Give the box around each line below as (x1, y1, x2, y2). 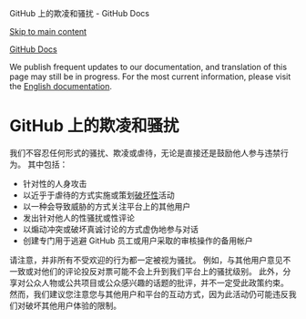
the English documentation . (9, 81, 112, 91)
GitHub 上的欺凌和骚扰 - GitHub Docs (9, 8, 150, 18)
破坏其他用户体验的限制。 (25, 300, 121, 311)
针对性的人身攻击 (22, 178, 87, 189)
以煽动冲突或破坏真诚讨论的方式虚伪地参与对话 (22, 223, 199, 234)
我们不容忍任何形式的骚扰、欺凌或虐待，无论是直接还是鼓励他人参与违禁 (9, 147, 280, 158)
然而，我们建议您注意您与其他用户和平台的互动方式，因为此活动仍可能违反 (9, 288, 289, 299)
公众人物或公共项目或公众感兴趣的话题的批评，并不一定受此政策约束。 (25, 277, 289, 288)
